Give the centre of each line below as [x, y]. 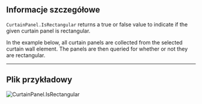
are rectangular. [26, 55]
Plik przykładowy [39, 80]
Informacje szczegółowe [53, 10]
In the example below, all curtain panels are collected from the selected [94, 42]
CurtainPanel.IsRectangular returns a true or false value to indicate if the [97, 24]
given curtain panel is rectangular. [48, 31]
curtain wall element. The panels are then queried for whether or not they [97, 49]
